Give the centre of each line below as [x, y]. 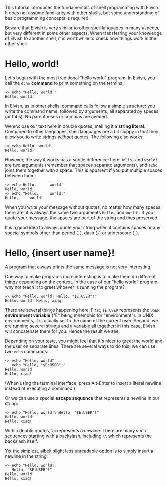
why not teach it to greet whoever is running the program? [65, 287]
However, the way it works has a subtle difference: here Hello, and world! [82, 159]
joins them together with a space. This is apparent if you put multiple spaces [83, 170]
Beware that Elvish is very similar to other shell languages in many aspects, [82, 28]
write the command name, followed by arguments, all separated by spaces [82, 111]
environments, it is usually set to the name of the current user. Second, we [82, 320]
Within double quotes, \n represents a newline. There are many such [76, 430]
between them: [21, 175]
